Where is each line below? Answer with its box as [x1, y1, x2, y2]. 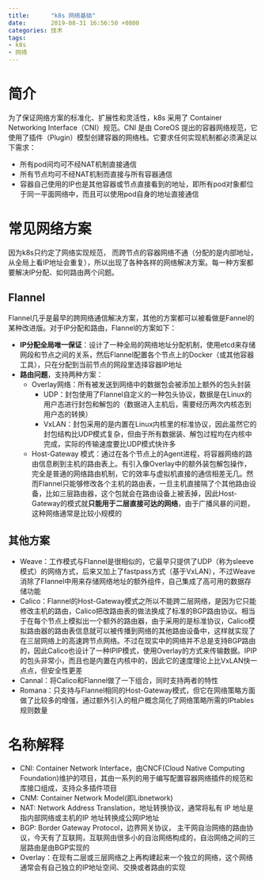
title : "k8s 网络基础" [8, 11, 97, 20]
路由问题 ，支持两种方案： [19, 370, 104, 379]
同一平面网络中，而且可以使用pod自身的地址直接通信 [26, 189, 199, 198]
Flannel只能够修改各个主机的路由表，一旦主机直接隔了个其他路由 [38, 478, 250, 488]
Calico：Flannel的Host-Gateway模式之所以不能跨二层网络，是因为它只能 [19, 596, 257, 605]
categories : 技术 [8, 26, 63, 34]
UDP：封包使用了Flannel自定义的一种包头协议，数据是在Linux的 [43, 390, 252, 399]
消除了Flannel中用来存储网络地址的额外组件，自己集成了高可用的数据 [19, 576, 245, 585]
